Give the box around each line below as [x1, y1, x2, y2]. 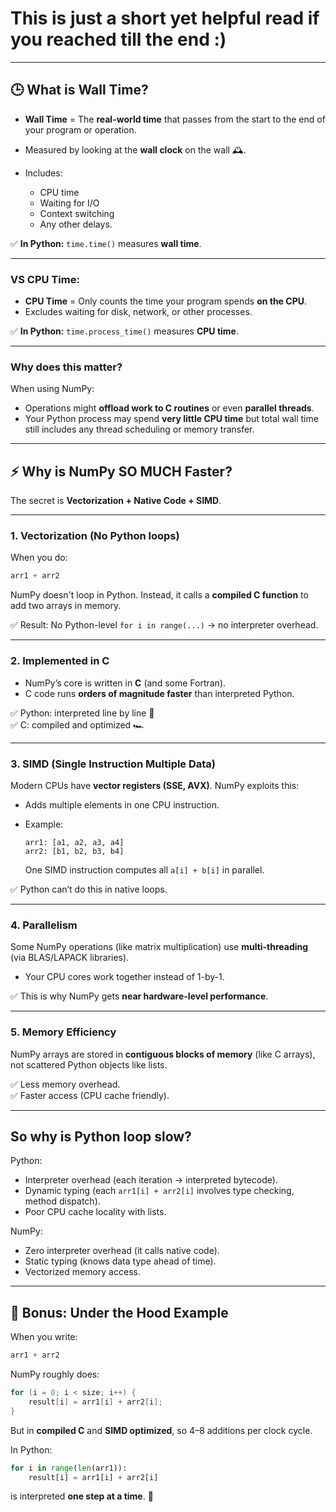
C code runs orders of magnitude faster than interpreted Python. [24, 687, 295, 699]
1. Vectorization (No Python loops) [10, 529, 180, 543]
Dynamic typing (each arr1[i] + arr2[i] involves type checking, [24, 1185, 295, 1197]
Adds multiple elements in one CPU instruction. [24, 798, 220, 811]
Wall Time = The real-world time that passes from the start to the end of [24, 113, 326, 125]
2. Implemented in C [10, 654, 110, 668]
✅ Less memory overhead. [10, 1078, 121, 1090]
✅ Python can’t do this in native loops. [10, 883, 168, 895]
